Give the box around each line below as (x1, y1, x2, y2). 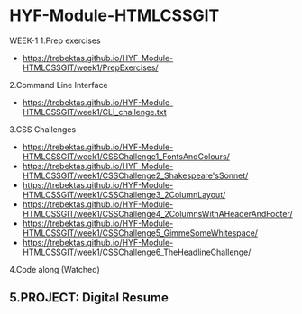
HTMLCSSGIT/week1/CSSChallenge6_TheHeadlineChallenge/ (22, 247, 252, 257)
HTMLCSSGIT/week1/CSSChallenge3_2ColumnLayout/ (22, 189, 226, 200)
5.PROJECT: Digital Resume (9, 290, 169, 306)
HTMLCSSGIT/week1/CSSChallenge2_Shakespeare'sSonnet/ (22, 170, 249, 181)
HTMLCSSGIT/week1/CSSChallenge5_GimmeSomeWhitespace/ (22, 227, 259, 238)
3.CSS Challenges (9, 123, 77, 135)
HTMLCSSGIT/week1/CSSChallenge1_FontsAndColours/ (22, 150, 230, 162)
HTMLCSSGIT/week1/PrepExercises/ (22, 62, 160, 73)
